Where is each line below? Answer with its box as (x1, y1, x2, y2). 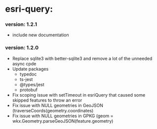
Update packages (12, 66, 49, 72)
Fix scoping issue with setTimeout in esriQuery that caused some (12, 92, 146, 98)
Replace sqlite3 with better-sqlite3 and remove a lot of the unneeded (12, 55, 153, 61)
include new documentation (12, 32, 69, 38)
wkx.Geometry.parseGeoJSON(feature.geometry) (12, 118, 114, 124)
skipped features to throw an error (12, 97, 82, 103)
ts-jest (19, 76, 33, 82)
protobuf (19, 87, 38, 93)
